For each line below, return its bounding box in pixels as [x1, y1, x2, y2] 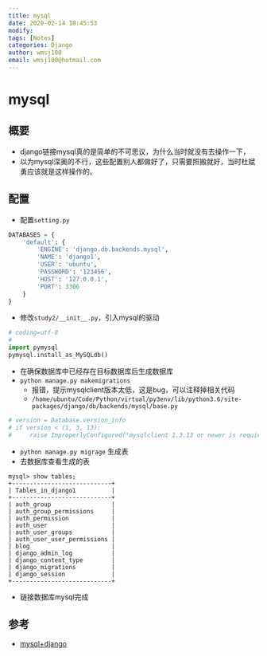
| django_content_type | [8, 556, 115, 564]
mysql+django [19, 639, 68, 649]
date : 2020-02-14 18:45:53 [8, 19, 98, 27]
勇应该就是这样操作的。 [19, 167, 97, 176]
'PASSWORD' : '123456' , [37, 268, 112, 276]
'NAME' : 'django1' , [37, 253, 102, 261]
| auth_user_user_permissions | [8, 535, 115, 543]
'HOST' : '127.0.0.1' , [37, 275, 109, 283]
